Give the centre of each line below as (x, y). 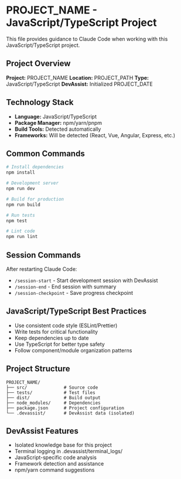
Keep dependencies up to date (52, 338)
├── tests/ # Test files (51, 393)
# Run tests (21, 215)
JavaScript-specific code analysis (55, 457)
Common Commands (45, 153)
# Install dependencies (35, 167)
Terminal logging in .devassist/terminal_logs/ (69, 451)
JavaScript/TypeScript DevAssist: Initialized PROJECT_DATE (80, 84)
